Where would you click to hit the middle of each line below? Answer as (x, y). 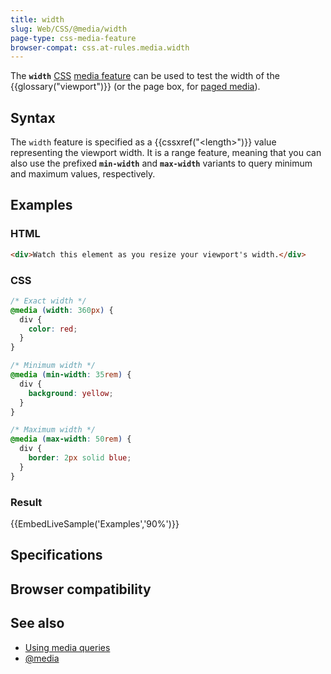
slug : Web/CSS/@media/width (69, 29)
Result (26, 502)
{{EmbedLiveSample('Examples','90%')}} (95, 523)
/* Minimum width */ (53, 366)
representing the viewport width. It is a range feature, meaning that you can (166, 153)
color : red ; (53, 329)
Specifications (56, 555)
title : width (37, 19)
